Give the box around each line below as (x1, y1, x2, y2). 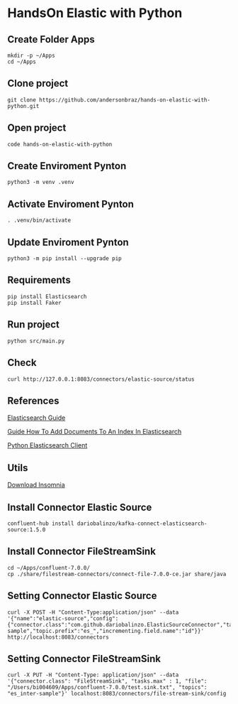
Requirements (7, 274, 71, 286)
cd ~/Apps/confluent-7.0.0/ (7, 564, 91, 571)
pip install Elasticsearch (7, 293, 87, 300)
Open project (7, 122, 67, 134)
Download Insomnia (7, 481, 65, 489)
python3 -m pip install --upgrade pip (7, 255, 122, 262)
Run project (7, 318, 60, 331)
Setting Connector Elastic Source (7, 590, 157, 602)
